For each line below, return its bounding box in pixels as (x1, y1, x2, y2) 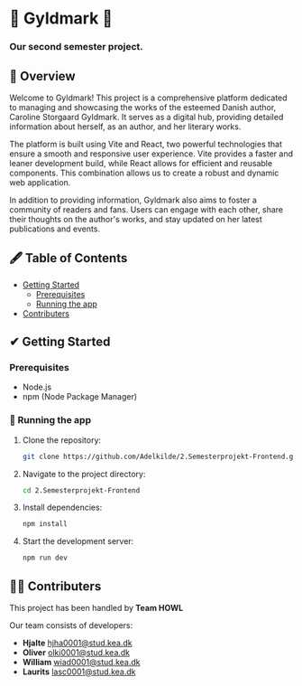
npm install (22, 520, 68, 529)
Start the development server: (22, 536, 134, 547)
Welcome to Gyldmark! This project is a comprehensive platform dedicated (9, 92, 288, 103)
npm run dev (22, 553, 68, 563)
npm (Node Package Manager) (22, 391, 138, 402)
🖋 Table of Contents (9, 250, 128, 266)
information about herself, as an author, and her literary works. (9, 121, 242, 132)
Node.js (22, 381, 52, 392)
